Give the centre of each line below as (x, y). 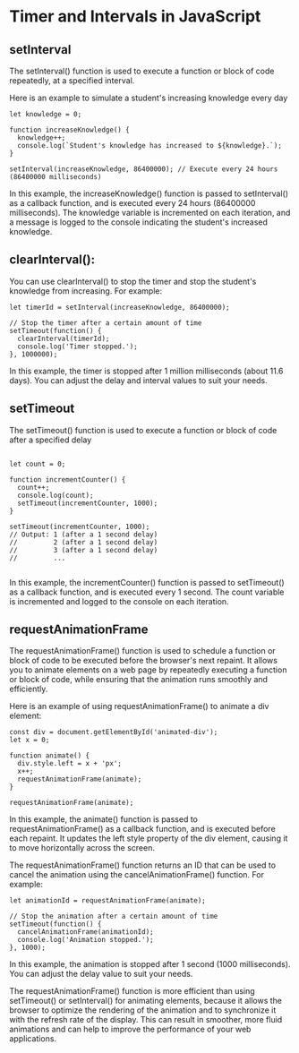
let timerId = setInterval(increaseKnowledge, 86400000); (120, 307)
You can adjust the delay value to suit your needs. (101, 974)
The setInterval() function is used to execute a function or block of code (142, 71)
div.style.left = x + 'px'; (70, 764)
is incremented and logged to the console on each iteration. (120, 601)
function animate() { (50, 756)
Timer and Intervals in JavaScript (135, 17)
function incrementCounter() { (68, 479)
